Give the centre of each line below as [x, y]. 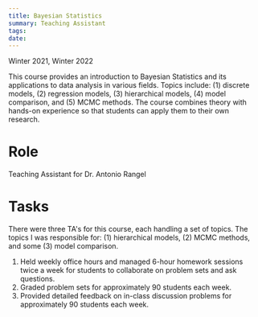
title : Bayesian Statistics [55, 16]
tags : [17, 31]
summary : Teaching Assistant [57, 23]
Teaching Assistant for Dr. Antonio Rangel [77, 175]
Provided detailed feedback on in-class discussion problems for [126, 296]
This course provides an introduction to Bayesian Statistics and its [117, 76]
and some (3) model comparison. [63, 246]
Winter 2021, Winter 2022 [51, 61]
